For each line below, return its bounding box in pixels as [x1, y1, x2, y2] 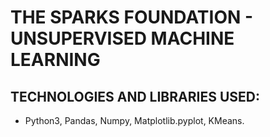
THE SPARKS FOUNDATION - [10, 6, 254, 29]
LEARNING [10, 49, 101, 71]
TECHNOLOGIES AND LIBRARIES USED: [10, 88, 260, 105]
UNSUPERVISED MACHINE [10, 27, 235, 50]
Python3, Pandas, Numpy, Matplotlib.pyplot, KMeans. [24, 115, 245, 126]
